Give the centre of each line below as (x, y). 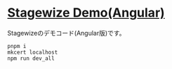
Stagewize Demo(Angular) (86, 13)
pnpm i (17, 46)
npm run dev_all (31, 58)
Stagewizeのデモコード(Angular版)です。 (66, 33)
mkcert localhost (33, 52)
